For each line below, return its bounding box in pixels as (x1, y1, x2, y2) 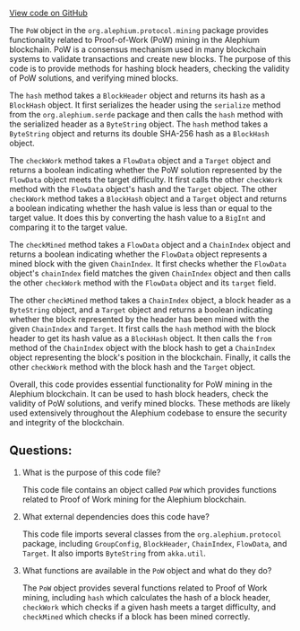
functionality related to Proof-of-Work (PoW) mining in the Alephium (9, 35, 260, 45)
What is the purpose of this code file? (21, 467, 161, 478)
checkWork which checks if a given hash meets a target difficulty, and (21, 601, 276, 612)
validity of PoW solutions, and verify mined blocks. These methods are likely (9, 399, 291, 408)
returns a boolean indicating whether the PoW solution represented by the (9, 165, 282, 175)
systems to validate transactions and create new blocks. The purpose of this (9, 54, 291, 64)
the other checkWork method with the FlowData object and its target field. (9, 277, 277, 288)
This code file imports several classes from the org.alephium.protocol (21, 529, 282, 539)
